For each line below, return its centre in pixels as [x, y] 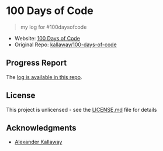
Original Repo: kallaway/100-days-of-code [65, 44]
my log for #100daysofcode [53, 27]
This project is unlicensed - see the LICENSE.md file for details [81, 109]
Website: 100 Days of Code [47, 38]
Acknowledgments [41, 128]
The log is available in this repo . [44, 77]
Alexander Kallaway [38, 142]
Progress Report [37, 63]
